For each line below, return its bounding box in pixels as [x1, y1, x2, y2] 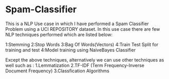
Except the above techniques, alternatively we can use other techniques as [5, 56, 164, 63]
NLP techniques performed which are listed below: [5, 31, 113, 37]
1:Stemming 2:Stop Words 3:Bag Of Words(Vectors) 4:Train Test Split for [5, 41, 158, 47]
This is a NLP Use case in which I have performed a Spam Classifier [5, 21, 149, 27]
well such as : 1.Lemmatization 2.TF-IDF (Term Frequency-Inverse [5, 62, 145, 68]
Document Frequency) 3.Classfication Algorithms [5, 68, 109, 74]
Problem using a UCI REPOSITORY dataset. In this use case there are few [5, 26, 160, 32]
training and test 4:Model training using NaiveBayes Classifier [5, 47, 136, 53]
